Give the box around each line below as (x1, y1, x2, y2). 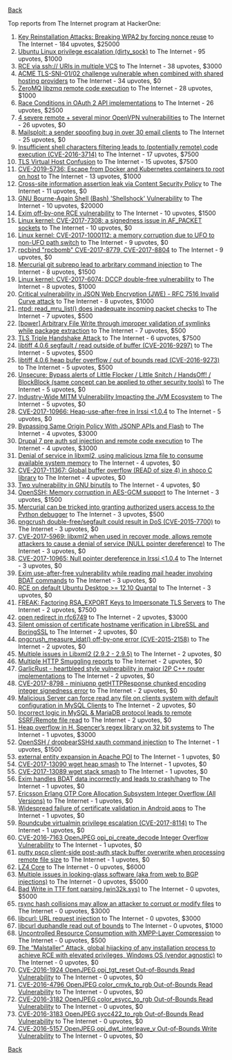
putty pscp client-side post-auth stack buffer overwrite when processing (17, 848, 225, 856)
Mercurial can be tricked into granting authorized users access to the (17, 503, 215, 511)
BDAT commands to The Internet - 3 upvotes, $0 (17, 577, 157, 584)
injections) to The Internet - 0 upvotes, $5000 (17, 877, 148, 886)
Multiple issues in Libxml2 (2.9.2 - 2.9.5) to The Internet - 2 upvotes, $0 (17, 650, 222, 658)
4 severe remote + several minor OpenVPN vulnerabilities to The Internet (17, 113, 225, 122)
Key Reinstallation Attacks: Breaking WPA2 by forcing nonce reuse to (17, 32, 215, 41)
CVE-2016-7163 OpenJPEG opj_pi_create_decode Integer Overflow (17, 833, 209, 842)
